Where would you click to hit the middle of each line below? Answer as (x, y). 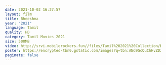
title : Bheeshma (22, 19)
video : (12, 46)
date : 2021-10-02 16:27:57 (33, 10)
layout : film (19, 14)
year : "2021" (19, 23)
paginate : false (22, 55)
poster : (13, 50)
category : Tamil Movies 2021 (35, 37)
